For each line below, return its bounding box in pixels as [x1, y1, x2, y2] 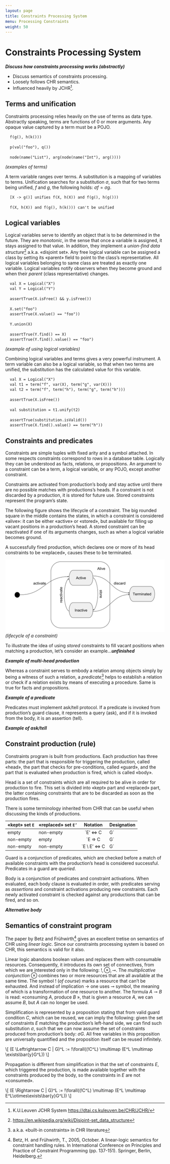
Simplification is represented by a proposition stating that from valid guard [5, 1009, 160, 1015]
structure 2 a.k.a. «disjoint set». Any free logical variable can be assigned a [5, 248, 160, 255]
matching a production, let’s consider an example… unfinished [5, 648, 135, 654]
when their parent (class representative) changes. [5, 271, 110, 277]
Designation [109, 822, 136, 828]
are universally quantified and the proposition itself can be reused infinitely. [5, 1036, 162, 1042]
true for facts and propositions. [5, 684, 70, 690]
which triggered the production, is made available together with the [5, 1067, 146, 1073]
